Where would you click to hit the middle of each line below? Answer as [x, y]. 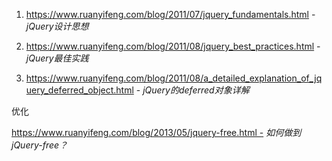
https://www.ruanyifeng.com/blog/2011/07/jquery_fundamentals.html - [170, 14]
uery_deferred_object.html [79, 90]
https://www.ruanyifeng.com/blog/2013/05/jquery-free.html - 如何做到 [156, 132]
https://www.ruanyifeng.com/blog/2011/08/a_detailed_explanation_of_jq [174, 78]
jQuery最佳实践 [57, 58]
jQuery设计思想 [57, 26]
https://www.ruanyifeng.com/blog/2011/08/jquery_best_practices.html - [173, 46]
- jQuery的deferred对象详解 [192, 90]
